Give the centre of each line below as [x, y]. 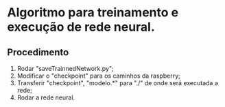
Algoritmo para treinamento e [93, 13]
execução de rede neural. [81, 27]
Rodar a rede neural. [46, 97]
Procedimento [38, 52]
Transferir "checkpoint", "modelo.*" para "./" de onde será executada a [117, 83]
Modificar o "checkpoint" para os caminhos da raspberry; [98, 76]
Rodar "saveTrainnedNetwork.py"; [66, 68]
